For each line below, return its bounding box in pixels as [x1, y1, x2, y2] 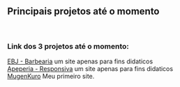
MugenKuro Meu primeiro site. [7, 72, 95, 81]
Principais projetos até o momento [7, 6, 160, 17]
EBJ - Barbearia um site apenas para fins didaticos [7, 57, 153, 65]
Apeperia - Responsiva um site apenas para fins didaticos [7, 65, 173, 73]
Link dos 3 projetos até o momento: [7, 41, 129, 51]
